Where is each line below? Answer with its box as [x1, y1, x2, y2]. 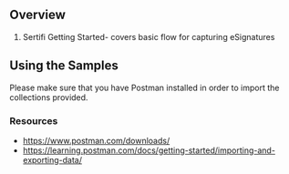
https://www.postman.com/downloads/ [22, 135, 170, 146]
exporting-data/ [22, 154, 82, 165]
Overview [9, 7, 67, 23]
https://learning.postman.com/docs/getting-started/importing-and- [22, 145, 276, 156]
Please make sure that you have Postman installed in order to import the [9, 82, 280, 93]
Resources [9, 114, 58, 127]
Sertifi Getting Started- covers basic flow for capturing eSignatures [22, 31, 275, 42]
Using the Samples [9, 58, 119, 74]
